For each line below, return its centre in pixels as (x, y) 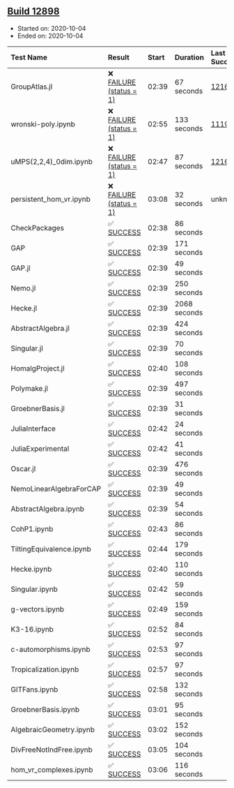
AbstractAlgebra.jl (40, 328)
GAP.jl (21, 268)
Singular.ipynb (34, 589)
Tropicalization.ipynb (45, 669)
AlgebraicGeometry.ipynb (53, 729)
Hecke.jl (24, 308)
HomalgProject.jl (38, 368)
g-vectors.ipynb (38, 609)
